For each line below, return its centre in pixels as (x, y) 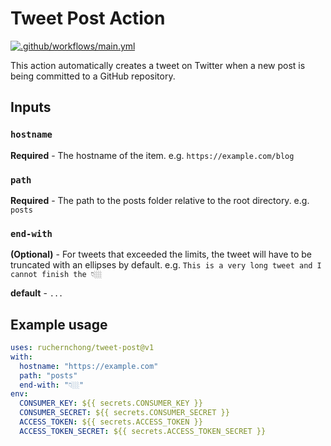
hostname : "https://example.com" (89, 366)
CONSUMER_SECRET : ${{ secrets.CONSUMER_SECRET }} (124, 413)
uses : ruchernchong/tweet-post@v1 (82, 348)
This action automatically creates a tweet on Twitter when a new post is (158, 65)
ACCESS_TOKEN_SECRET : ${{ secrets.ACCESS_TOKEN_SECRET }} (143, 431)
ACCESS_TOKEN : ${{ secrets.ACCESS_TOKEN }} (111, 422)
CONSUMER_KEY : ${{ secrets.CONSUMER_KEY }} (111, 403)
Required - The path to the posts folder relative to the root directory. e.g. (160, 200)
